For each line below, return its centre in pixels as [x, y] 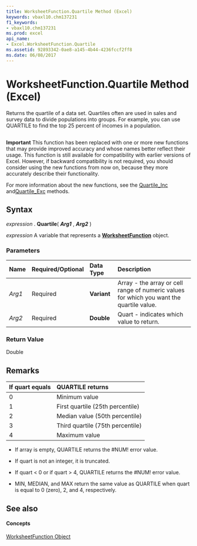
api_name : [18, 39]
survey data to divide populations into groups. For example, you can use [93, 119]
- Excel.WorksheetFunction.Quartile [51, 45]
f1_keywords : [22, 22]
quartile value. [137, 305]
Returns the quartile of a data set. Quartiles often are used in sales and [91, 113]
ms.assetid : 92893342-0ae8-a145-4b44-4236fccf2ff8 [69, 50]
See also [22, 508]
